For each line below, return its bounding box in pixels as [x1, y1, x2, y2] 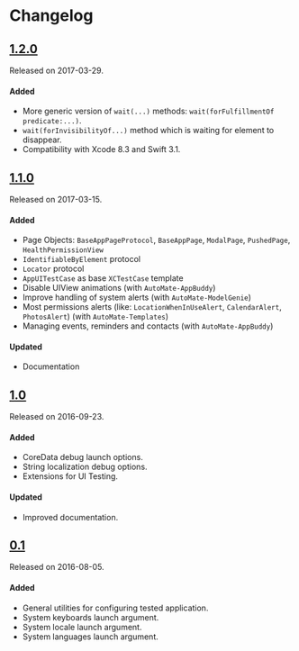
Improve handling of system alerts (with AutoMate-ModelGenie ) [22, 292, 252, 303]
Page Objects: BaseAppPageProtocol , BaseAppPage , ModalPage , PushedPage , [22, 235, 291, 246]
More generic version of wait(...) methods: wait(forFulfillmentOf [22, 105, 275, 117]
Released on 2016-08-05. [9, 562, 105, 573]
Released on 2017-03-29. [9, 65, 104, 76]
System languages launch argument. [22, 631, 159, 642]
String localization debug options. [22, 461, 148, 473]
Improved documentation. [22, 511, 119, 522]
